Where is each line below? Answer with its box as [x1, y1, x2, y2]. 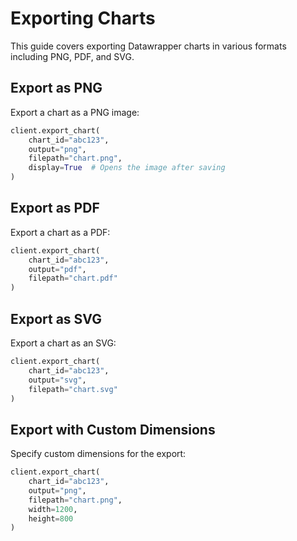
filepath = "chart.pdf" [28, 273, 118, 284]
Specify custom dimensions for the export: [10, 448, 187, 460]
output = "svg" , [28, 375, 87, 385]
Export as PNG [10, 80, 103, 97]
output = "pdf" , [28, 264, 87, 274]
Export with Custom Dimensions [10, 421, 216, 438]
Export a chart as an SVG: [10, 337, 117, 349]
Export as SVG [10, 310, 102, 327]
